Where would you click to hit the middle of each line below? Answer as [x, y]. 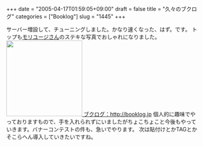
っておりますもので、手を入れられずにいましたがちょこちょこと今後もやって [101, 122]
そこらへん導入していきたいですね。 [52, 137]
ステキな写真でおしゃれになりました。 [112, 37]
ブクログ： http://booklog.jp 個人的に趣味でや [139, 114]
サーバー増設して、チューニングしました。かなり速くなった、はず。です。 [98, 29]
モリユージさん [41, 37]
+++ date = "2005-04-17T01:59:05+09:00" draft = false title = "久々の [94, 9]
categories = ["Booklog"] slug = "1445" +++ [71, 16]
